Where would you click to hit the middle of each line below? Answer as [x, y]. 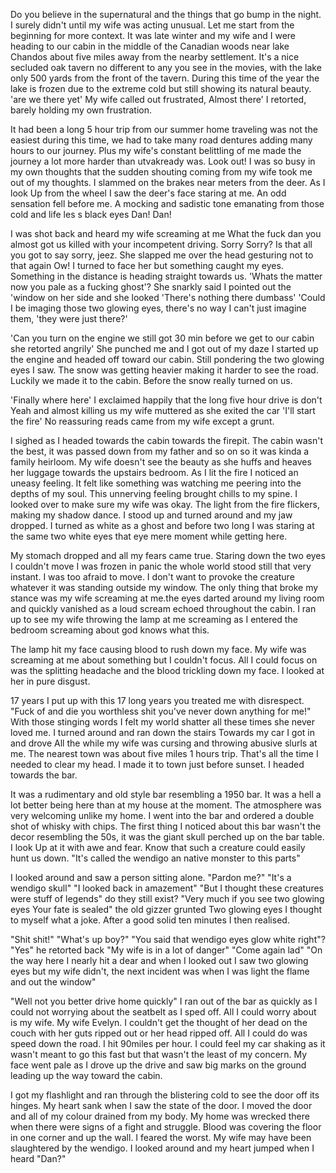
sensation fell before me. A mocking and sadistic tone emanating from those [167, 203]
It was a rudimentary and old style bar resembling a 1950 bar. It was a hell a [166, 794]
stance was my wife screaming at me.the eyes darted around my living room [167, 598]
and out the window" [53, 982]
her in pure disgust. [50, 681]
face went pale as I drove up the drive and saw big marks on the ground [158, 1065]
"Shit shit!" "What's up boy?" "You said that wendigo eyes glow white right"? [168, 939]
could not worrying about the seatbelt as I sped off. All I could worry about [163, 1012]
